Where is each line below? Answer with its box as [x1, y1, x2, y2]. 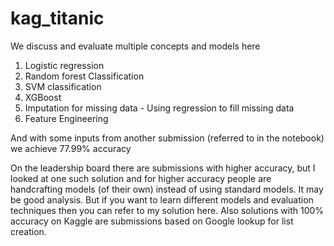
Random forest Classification [24, 70, 145, 82]
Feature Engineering [24, 112, 109, 124]
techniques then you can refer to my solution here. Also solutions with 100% [10, 204, 325, 216]
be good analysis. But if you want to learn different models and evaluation [10, 193, 314, 206]
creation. [10, 225, 47, 237]
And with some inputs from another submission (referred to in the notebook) [10, 132, 325, 144]
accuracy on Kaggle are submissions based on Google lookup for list [10, 215, 294, 227]
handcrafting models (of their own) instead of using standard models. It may [10, 183, 324, 195]
